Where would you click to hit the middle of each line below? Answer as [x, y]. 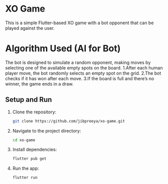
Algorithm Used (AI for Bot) [63, 49]
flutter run [25, 178]
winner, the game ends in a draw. [39, 84]
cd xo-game [24, 140]
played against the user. [30, 28]
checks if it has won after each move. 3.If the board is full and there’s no [80, 78]
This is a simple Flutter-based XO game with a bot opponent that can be [79, 23]
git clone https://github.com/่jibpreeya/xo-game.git [69, 121]
